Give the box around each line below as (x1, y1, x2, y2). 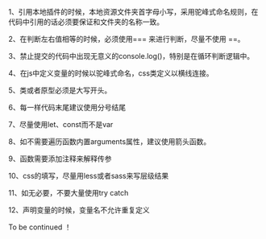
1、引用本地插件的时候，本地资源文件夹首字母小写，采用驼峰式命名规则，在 (8, 7, 259, 16)
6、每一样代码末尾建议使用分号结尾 (8, 103, 127, 112)
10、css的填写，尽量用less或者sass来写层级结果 (8, 171, 169, 180)
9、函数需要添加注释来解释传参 (8, 154, 112, 163)
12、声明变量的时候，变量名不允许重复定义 (8, 205, 151, 215)
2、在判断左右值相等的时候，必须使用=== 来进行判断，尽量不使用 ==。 (8, 35, 245, 43)
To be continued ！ (8, 222, 72, 232)
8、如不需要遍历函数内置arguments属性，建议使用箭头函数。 (8, 137, 211, 146)
